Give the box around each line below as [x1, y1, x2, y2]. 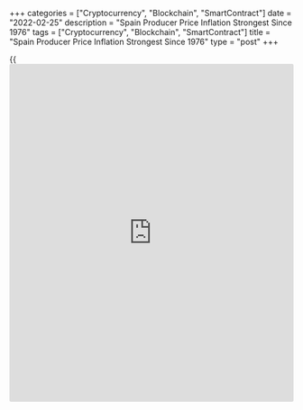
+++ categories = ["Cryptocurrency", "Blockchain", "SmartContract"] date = [9, 8, 292, 18]
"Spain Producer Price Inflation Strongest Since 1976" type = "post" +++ [9, 36, 280, 47]
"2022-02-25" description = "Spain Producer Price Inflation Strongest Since [9, 17, 293, 28]
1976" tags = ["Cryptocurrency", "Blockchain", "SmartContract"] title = [9, 27, 271, 37]
